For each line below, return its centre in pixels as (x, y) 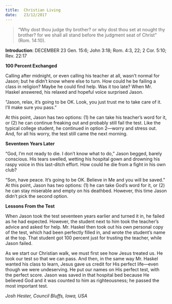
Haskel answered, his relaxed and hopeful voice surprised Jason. (74, 92)
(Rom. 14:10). (32, 40)
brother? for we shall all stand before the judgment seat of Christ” (87, 35)
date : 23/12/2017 (26, 15)
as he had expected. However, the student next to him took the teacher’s (82, 221)
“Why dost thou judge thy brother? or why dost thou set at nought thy (91, 29)
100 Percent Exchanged (31, 66)
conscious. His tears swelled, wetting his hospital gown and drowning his (83, 159)
